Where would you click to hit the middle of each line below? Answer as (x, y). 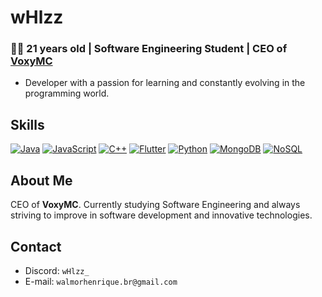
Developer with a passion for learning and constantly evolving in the (165, 83)
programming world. (67, 93)
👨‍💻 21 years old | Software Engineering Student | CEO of (149, 49)
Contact (36, 246)
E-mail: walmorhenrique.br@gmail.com (101, 281)
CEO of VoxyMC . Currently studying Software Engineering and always (155, 205)
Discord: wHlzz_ (57, 270)
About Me (41, 180)
